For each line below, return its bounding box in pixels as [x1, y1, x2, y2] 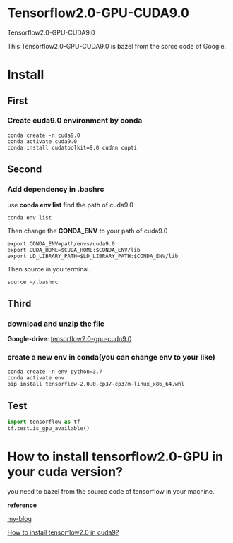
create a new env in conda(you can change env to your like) [7, 353, 215, 362]
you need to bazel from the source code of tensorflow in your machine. [7, 487, 215, 495]
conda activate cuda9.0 [7, 138, 78, 145]
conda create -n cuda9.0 [7, 132, 80, 139]
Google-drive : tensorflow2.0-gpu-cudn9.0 [7, 335, 132, 343]
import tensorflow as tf [7, 418, 80, 426]
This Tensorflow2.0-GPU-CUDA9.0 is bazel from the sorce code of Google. [7, 42, 227, 50]
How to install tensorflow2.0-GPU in [7, 449, 224, 465]
